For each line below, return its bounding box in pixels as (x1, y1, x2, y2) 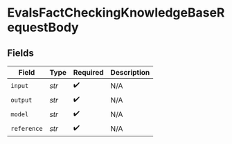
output (10, 96, 33, 104)
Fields (7, 47, 35, 59)
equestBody (7, 19, 79, 35)
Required (73, 68, 104, 77)
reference (10, 125, 43, 132)
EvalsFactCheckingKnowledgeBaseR (7, 5, 225, 21)
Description (110, 68, 150, 77)
